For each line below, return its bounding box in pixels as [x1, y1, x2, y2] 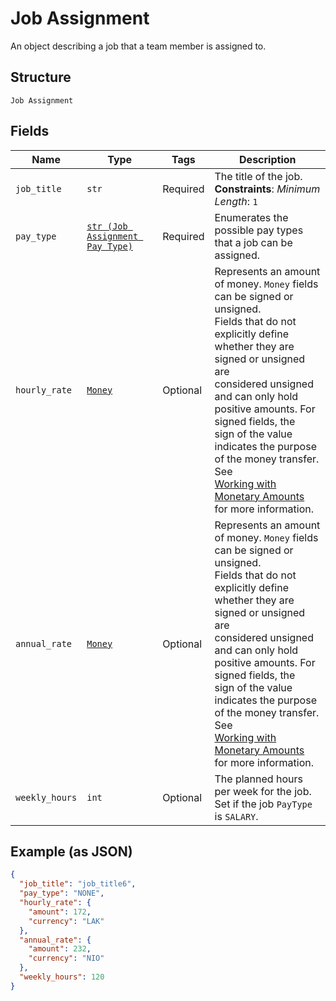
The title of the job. [214, 169, 303, 183]
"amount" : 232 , [28, 944, 92, 954]
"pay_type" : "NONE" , [19, 888, 105, 899]
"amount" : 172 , [28, 907, 92, 917]
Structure [10, 69, 72, 86]
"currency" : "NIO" [28, 953, 105, 964]
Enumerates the [214, 210, 289, 224]
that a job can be [214, 235, 293, 249]
